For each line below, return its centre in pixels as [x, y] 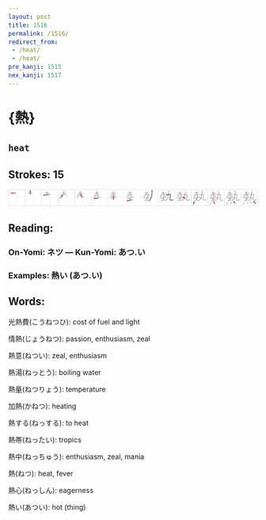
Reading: [31, 229]
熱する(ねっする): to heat [48, 422]
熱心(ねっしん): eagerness [51, 490]
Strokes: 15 [36, 174]
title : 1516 [28, 25]
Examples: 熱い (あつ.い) [55, 275]
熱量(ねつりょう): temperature [57, 389]
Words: [27, 302]
